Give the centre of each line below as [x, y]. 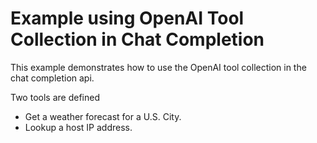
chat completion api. [52, 78]
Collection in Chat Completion [137, 39]
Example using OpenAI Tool [127, 18]
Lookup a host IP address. [78, 127]
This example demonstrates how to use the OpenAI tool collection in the [158, 67]
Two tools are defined [55, 97]
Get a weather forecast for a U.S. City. [103, 116]
